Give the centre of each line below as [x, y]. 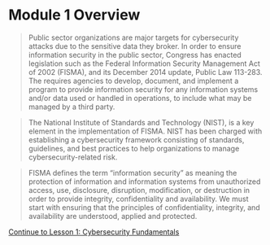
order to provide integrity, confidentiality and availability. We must [138, 199]
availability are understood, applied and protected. [113, 216]
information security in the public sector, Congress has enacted [135, 55]
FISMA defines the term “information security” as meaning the [133, 173]
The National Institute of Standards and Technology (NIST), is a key [141, 122]
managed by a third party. [72, 107]
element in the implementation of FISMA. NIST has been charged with [145, 131]
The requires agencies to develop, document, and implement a [133, 81]
